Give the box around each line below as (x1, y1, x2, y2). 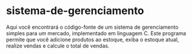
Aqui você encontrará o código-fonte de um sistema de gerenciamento (6, 23, 178, 31)
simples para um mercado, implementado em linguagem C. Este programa (6, 29, 187, 36)
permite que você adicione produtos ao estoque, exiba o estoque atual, (6, 36, 180, 43)
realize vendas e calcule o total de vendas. (6, 42, 110, 49)
